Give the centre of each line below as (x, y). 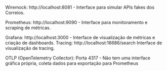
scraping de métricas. (28, 28)
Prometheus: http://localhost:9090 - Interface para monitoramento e (76, 22)
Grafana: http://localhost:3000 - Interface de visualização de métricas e (80, 38)
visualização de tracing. (30, 48)
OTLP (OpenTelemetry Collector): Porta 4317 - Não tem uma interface (78, 58)
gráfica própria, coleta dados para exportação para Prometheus (72, 63)
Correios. (15, 13)
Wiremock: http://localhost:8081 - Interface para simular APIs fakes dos (80, 7)
